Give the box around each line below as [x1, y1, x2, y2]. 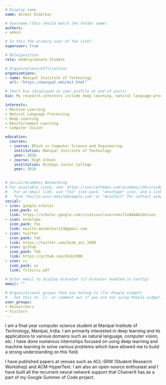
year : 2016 [14, 166, 37, 171]
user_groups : [5, 300, 32, 305]
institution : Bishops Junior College [14, 162, 92, 167]
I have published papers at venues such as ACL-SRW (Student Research [5, 358, 152, 364]
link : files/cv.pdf [9, 268, 50, 273]
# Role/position [5, 53, 39, 57]
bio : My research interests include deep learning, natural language [5, 94, 152, 99]
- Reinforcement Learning [5, 121, 58, 126]
